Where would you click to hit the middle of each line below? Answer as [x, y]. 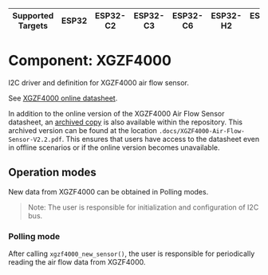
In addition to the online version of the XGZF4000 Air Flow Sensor [116, 113]
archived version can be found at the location [83, 130]
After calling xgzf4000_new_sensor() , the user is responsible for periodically [132, 253]
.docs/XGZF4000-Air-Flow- [202, 131]
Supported [33, 16]
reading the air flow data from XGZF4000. [77, 262]
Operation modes [53, 173]
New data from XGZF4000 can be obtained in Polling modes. [108, 191]
